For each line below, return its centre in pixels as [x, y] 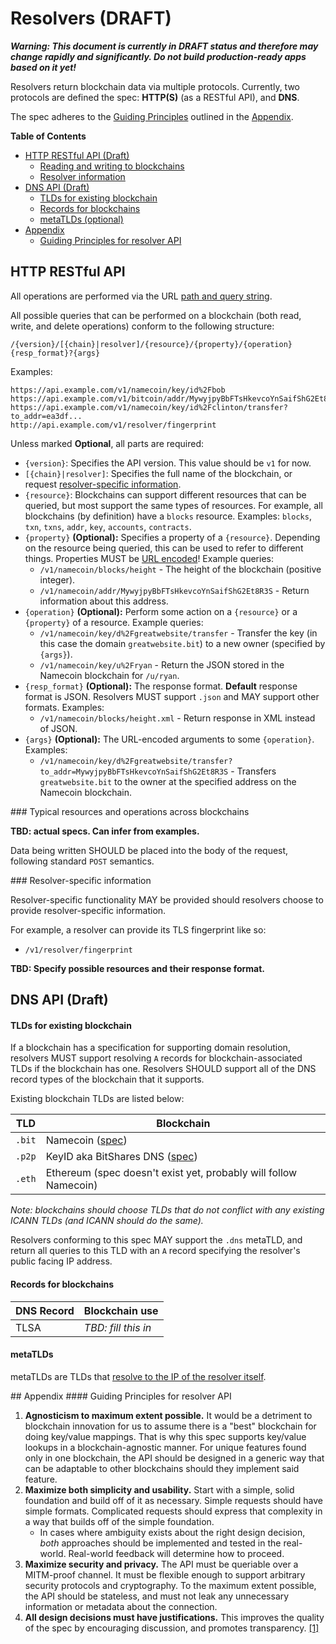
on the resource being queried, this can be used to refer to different [164, 548]
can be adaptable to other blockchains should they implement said [162, 1468]
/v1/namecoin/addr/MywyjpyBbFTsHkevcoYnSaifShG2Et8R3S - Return [174, 590]
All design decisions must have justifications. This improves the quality [174, 1617]
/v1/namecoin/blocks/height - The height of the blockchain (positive [180, 569]
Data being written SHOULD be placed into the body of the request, [149, 850]
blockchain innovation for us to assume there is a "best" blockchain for [170, 1426]
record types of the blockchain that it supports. [107, 1079]
